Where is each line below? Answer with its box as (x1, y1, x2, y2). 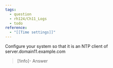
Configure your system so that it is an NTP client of (5, 44, 108, 49)
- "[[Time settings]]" (9, 30, 56, 35)
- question (9, 12, 32, 17)
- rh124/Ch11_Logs (9, 16, 47, 21)
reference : (5, 25, 27, 30)
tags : (5, 7, 16, 12)
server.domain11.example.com (5, 48, 66, 54)
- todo (9, 21, 23, 26)
